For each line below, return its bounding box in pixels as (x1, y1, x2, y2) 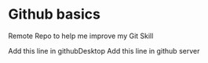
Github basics (8, 5, 100, 23)
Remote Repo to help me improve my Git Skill (8, 31, 154, 40)
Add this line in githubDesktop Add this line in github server (8, 46, 200, 55)
